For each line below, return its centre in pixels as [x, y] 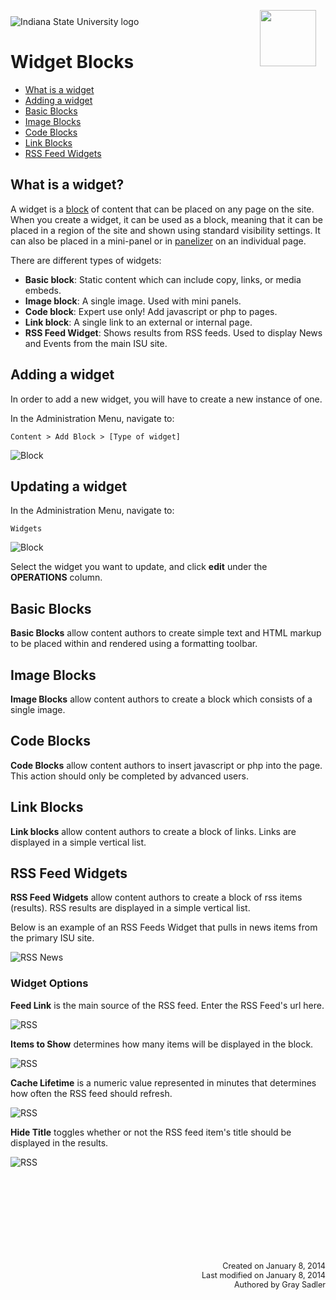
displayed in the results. [59, 1142]
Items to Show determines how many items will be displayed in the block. [162, 1044]
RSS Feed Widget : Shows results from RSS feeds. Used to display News [173, 332]
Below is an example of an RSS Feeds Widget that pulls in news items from [164, 927]
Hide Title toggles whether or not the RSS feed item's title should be [151, 1132]
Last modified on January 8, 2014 [263, 1275]
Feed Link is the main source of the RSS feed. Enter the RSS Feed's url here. [167, 1005]
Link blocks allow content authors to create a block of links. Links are [153, 831]
